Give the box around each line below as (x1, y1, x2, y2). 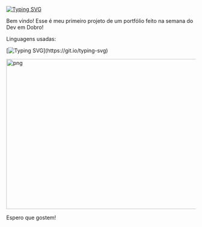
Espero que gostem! (6, 214, 57, 221)
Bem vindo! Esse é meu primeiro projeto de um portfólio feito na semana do (6, 17, 194, 24)
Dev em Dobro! (6, 24, 44, 31)
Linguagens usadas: (6, 35, 57, 42)
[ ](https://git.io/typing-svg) (6, 47, 108, 54)
